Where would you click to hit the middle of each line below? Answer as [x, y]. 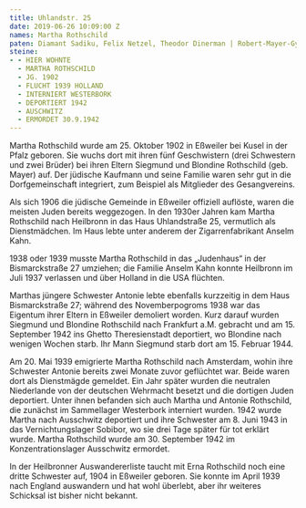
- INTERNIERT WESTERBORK [65, 94]
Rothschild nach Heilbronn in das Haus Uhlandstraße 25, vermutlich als [143, 222]
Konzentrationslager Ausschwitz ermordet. [90, 449]
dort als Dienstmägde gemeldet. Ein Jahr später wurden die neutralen [140, 381]
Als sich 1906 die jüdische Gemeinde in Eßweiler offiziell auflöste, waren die [152, 202]
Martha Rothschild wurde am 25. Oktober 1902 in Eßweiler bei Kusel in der [149, 146]
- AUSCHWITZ [41, 111]
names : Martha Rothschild [58, 35]
